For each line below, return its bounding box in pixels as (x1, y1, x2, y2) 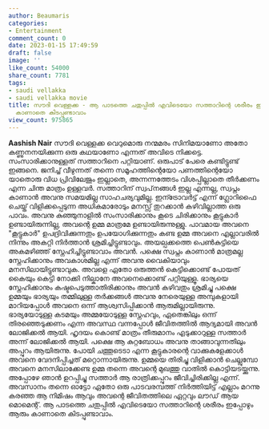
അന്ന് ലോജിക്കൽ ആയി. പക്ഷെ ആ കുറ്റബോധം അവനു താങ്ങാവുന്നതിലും (8, 336, 246, 346)
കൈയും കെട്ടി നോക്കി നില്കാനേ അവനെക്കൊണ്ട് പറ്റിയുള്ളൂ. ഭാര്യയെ (8, 273, 229, 283)
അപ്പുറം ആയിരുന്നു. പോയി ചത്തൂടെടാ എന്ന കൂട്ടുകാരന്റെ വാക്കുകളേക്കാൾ (8, 346, 243, 355)
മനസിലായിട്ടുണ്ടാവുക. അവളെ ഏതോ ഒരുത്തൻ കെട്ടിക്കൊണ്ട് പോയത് (8, 264, 240, 273)
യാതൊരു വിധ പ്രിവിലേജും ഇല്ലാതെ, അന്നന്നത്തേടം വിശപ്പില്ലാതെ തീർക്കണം (8, 174, 260, 184)
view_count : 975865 (8, 116, 74, 124)
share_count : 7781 (8, 71, 70, 79)
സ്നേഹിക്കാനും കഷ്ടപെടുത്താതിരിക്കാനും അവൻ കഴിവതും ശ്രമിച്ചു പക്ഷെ (8, 282, 236, 292)
